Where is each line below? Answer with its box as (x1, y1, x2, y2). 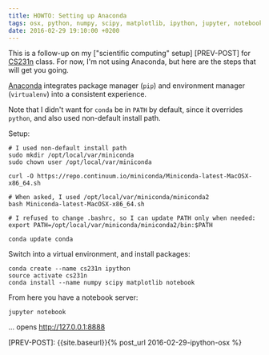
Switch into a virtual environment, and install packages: (8, 249, 191, 259)
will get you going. (8, 66, 70, 75)
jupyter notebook (8, 309, 66, 317)
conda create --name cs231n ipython (8, 265, 130, 273)
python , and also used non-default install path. (8, 114, 161, 123)
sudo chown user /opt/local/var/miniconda (8, 158, 152, 166)
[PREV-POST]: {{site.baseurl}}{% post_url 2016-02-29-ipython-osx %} (8, 337, 243, 348)
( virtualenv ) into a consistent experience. (8, 90, 147, 99)
